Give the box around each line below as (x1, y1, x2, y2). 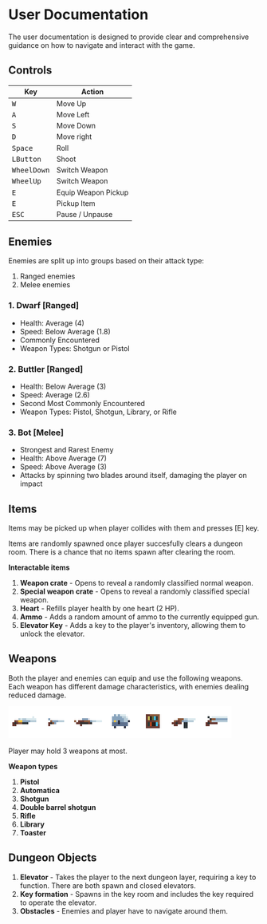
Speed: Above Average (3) (19, 462, 108, 472)
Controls (8, 64, 53, 77)
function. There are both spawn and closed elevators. (19, 880, 197, 890)
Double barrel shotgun (19, 802, 96, 811)
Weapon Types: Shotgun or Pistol (19, 343, 130, 353)
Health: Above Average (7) (19, 453, 108, 464)
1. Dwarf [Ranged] (8, 300, 80, 311)
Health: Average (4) (19, 318, 85, 328)
